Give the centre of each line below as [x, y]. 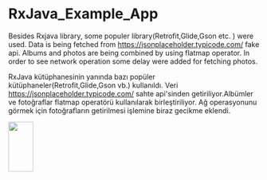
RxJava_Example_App [83, 14]
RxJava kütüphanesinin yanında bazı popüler [82, 76]
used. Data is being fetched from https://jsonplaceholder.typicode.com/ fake [134, 44]
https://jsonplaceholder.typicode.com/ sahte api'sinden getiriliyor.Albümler [131, 93]
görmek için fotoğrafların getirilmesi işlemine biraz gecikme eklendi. [120, 110]
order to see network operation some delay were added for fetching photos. [133, 61]
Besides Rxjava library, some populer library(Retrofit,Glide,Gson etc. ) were [131, 36]
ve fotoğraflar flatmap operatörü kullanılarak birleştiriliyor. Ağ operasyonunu [133, 102]
